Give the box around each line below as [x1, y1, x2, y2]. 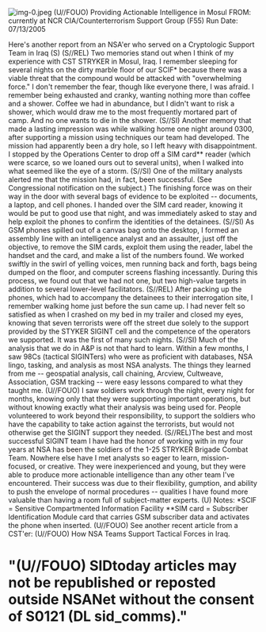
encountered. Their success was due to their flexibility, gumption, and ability [8, 479, 257, 487]
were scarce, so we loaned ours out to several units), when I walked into [8, 158, 244, 167]
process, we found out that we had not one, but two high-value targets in [8, 276, 247, 285]
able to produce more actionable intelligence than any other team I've [8, 470, 235, 480]
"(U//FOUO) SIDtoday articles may [8, 557, 237, 575]
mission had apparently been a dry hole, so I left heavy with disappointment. [8, 141, 257, 150]
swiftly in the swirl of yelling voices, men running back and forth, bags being [8, 259, 257, 268]
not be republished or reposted [8, 574, 216, 592]
